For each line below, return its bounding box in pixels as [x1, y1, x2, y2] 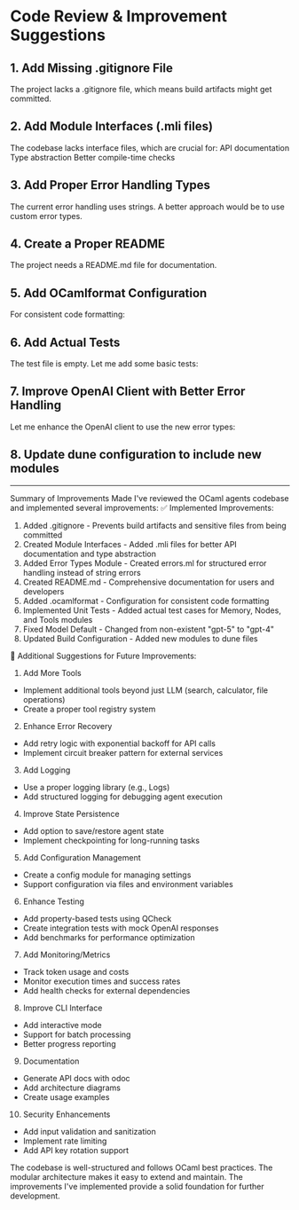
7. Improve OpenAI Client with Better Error [10, 384, 246, 399]
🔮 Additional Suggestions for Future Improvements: [10, 650, 197, 661]
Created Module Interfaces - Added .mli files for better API [22, 538, 238, 549]
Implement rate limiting [22, 1135, 107, 1146]
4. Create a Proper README [10, 237, 165, 252]
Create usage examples [22, 1091, 110, 1102]
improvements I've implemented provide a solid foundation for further [10, 1181, 264, 1191]
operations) [22, 694, 66, 704]
